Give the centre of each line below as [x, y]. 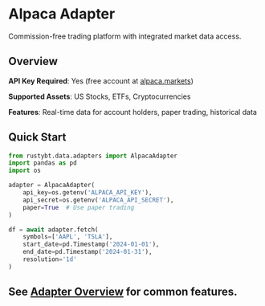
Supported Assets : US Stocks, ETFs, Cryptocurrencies [100, 96]
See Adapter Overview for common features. [123, 292]
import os [25, 171]
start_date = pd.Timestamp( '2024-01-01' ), [91, 245]
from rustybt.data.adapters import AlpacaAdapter [93, 156]
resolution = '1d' [50, 259]
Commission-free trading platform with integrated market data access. [125, 36]
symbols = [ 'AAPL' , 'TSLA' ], [68, 237]
